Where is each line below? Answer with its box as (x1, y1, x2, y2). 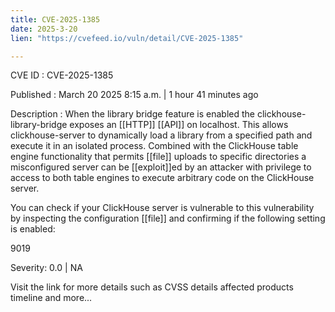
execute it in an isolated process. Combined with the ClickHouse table (10, 140, 299, 152)
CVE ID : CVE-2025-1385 (10, 69, 114, 81)
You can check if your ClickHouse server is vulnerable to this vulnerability (10, 202, 315, 214)
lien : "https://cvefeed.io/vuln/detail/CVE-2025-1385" (10, 33, 244, 43)
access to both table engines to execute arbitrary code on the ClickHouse (10, 172, 315, 184)
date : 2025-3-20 (10, 24, 78, 34)
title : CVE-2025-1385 (10, 14, 101, 25)
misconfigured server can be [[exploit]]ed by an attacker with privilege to (10, 161, 312, 173)
